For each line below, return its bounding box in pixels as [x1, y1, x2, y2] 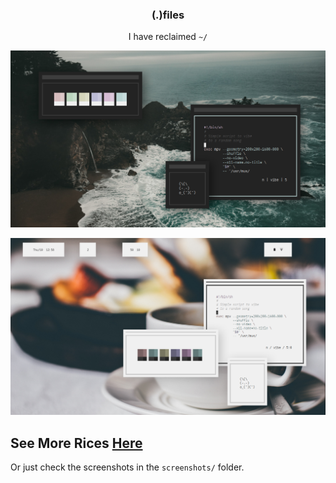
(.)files [151, 8, 185, 22]
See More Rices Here [10, 434, 143, 452]
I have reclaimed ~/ [128, 31, 208, 43]
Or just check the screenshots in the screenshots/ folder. [10, 461, 245, 473]
